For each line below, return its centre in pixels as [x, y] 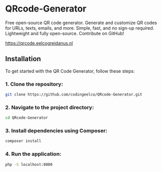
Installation [23, 59]
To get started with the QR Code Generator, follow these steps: [70, 71]
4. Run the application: [33, 154]
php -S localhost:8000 [29, 164]
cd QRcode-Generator [27, 118]
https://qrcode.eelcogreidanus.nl [39, 43]
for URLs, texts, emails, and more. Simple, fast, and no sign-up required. [80, 28]
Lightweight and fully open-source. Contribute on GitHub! [65, 33]
